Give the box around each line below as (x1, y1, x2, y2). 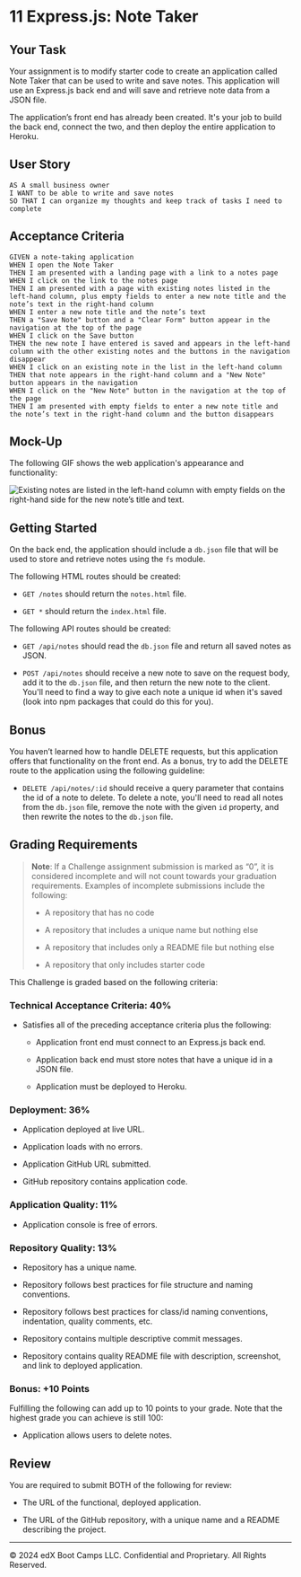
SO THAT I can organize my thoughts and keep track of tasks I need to (9, 196, 282, 206)
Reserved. (9, 1560, 47, 1571)
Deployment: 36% (9, 1104, 90, 1116)
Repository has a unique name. (21, 1262, 137, 1273)
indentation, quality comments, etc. (21, 1316, 153, 1326)
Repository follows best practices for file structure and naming (21, 1280, 254, 1291)
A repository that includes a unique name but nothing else (44, 924, 259, 935)
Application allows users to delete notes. (21, 1430, 173, 1440)
